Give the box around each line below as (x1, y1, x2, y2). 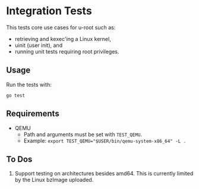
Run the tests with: (6, 81, 52, 88)
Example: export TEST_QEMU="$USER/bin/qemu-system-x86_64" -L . (23, 137, 187, 144)
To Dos (6, 154, 33, 164)
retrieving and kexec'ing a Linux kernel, (14, 35, 111, 42)
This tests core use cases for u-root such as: (6, 24, 116, 31)
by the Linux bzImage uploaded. (14, 177, 94, 184)
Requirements (6, 109, 59, 119)
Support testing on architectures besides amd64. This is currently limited (14, 170, 194, 177)
